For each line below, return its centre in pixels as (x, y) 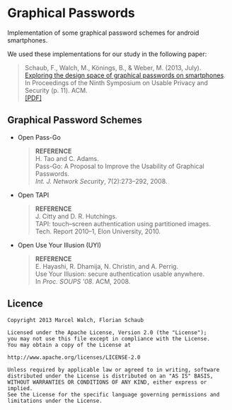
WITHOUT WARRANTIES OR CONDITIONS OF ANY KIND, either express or (107, 382)
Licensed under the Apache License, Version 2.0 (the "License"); (107, 332)
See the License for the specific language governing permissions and (114, 394)
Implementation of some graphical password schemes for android (103, 33)
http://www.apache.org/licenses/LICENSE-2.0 (74, 357)
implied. (20, 388)
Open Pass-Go (39, 137)
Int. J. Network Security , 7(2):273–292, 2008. (101, 181)
